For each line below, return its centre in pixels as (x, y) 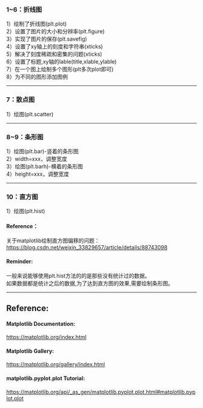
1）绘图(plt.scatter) (30, 114)
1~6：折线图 (24, 9)
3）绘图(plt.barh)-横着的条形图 (45, 166)
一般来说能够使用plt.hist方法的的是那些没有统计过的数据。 (78, 275)
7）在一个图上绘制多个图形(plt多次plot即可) (60, 69)
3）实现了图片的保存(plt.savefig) (47, 39)
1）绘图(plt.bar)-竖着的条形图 (42, 151)
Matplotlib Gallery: (30, 351)
